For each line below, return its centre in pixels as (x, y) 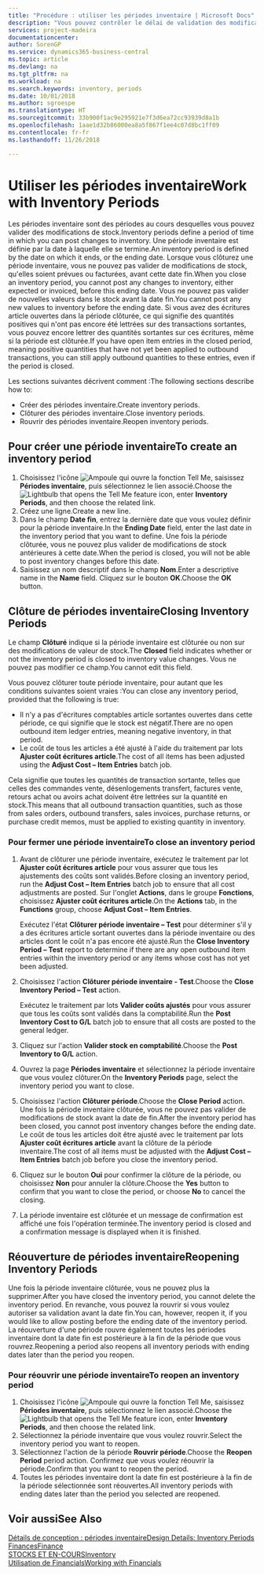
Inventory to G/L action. (59, 1054)
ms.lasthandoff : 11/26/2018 (54, 140)
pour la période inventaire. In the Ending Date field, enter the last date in (136, 528)
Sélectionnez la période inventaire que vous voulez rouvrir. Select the (131, 1436)
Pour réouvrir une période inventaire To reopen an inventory (124, 1375)
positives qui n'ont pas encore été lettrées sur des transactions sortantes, (127, 324)
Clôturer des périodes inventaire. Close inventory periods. (112, 413)
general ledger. (44, 1031)
